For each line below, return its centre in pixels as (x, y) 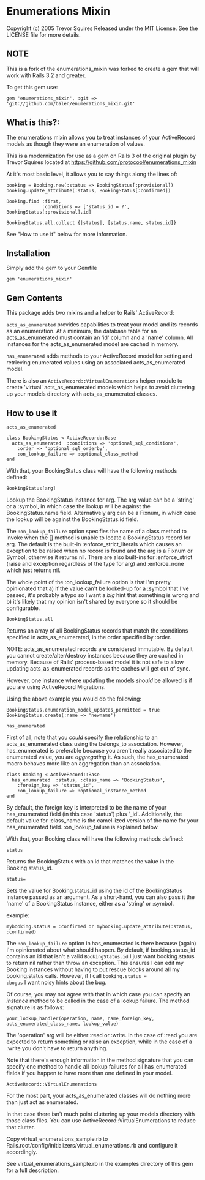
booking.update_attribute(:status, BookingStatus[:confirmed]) (89, 190)
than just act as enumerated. (42, 1102)
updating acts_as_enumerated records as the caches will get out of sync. (99, 668)
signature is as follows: (35, 1007)
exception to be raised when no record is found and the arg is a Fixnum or (99, 551)
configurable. (23, 608)
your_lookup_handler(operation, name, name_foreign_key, (80, 1018)
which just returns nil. (34, 570)
